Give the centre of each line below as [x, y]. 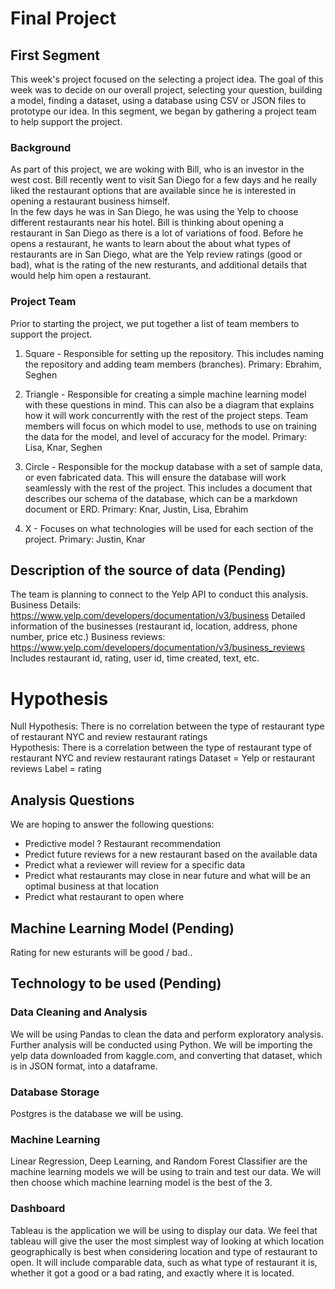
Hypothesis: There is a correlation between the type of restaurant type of [161, 748]
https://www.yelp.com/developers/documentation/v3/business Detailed [158, 616]
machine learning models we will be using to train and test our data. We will [166, 1172]
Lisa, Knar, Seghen [63, 447]
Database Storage [55, 1092]
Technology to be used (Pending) [116, 983]
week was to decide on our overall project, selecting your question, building [166, 90]
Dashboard [38, 1209]
